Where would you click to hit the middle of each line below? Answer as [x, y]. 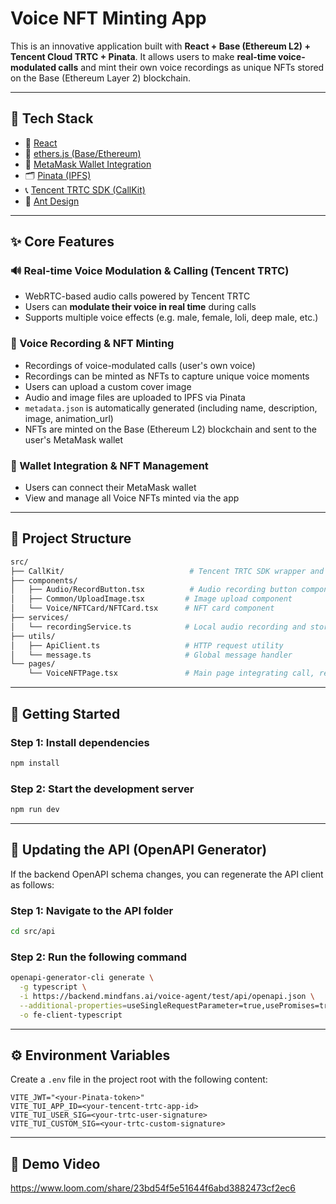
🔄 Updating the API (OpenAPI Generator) [139, 850]
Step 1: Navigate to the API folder [92, 910]
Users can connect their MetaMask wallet [110, 488]
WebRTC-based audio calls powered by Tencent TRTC [137, 296]
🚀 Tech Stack [52, 118]
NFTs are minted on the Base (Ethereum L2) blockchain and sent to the [171, 429]
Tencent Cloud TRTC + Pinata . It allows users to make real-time [143, 56]
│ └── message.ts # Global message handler [151, 655]
